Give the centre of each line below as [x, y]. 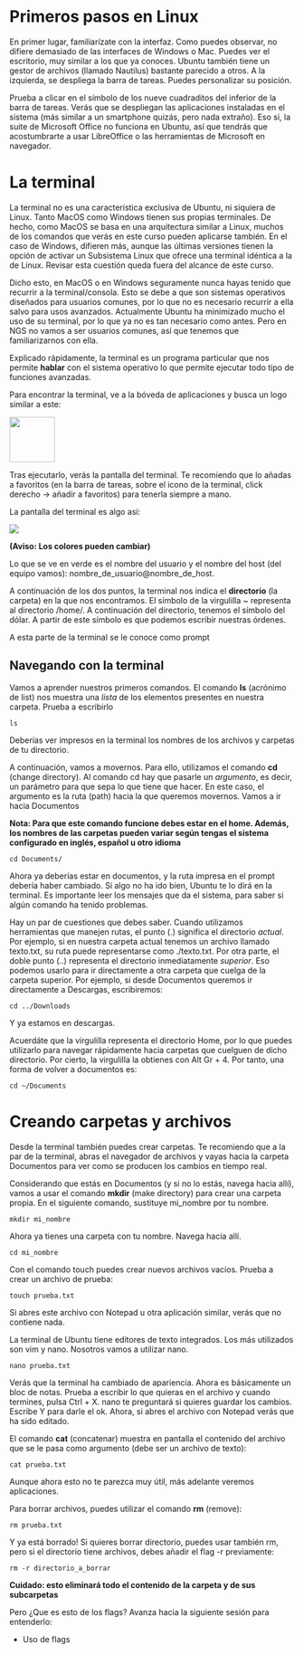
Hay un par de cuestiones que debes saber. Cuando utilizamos [127, 922]
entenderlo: [31, 1621]
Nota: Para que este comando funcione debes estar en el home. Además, [149, 823]
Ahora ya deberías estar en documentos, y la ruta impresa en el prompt [142, 876]
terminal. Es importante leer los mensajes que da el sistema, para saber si [147, 895]
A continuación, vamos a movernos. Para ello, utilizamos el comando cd [143, 767]
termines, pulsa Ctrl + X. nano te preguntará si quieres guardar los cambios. [151, 1402]
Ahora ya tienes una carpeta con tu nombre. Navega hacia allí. [125, 1236]
